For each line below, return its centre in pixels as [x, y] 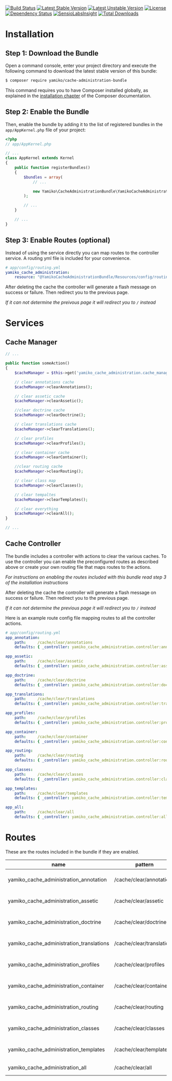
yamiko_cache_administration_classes [54, 1028]
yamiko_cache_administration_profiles [54, 964]
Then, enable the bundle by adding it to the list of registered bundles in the [84, 124]
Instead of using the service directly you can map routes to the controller [82, 253]
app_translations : [25, 694]
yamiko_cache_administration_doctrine [55, 922]
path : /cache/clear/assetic [49, 661]
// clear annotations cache [44, 382]
